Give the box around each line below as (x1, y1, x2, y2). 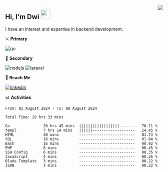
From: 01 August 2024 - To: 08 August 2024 (5, 106, 97, 111)
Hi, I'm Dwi (5, 13, 39, 21)
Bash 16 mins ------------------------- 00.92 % (5, 141, 157, 146)
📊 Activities (5, 94, 31, 100)
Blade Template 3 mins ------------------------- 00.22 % (5, 158, 157, 163)
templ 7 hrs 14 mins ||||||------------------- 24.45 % (5, 128, 157, 133)
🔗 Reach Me (5, 74, 31, 80)
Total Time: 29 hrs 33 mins (5, 114, 64, 120)
